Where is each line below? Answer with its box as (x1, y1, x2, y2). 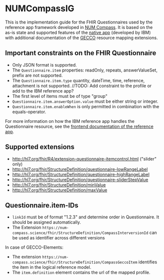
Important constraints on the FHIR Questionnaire (5, 49, 157, 57)
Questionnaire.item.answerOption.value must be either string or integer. (12, 98, 159, 104)
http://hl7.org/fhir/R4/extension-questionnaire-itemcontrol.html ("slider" (12, 156, 157, 162)
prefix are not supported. (12, 72, 63, 78)
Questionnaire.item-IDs (5, 201, 79, 210)
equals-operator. (12, 109, 47, 115)
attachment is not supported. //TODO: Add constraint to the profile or (12, 83, 152, 89)
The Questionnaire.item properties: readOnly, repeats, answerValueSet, (12, 67, 158, 73)
